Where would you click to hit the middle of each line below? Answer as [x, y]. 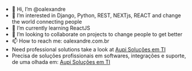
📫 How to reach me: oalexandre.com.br [61, 41]
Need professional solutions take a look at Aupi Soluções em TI [89, 49]
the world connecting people [47, 22]
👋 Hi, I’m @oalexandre [39, 9]
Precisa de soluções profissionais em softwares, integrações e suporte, [99, 56]
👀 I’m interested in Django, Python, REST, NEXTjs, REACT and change [96, 15]
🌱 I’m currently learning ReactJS [51, 28]
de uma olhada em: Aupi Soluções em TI [61, 62]
